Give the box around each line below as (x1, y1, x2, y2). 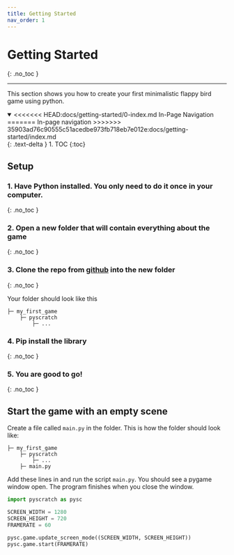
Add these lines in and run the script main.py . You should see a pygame (7, 475, 212, 484)
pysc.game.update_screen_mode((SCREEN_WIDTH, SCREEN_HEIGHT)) (7, 534, 192, 541)
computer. (7, 189, 43, 199)
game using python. (7, 97, 65, 105)
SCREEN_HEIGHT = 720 (7, 515, 68, 522)
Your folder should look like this (7, 294, 97, 303)
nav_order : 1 (7, 17, 45, 24)
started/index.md (7, 133, 57, 141)
